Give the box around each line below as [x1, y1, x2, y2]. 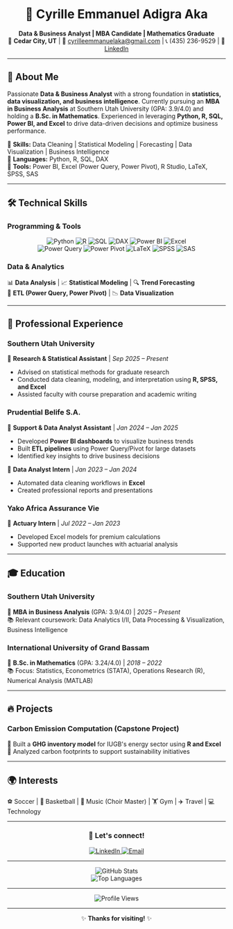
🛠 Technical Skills [7, 197, 88, 209]
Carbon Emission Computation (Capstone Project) [7, 724, 180, 734]
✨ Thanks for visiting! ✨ [80, 914, 153, 922]
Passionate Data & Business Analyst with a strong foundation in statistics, [7, 90, 222, 98]
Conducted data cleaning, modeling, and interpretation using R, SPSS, [17, 375, 218, 384]
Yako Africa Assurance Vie [7, 503, 100, 513]
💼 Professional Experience [7, 318, 123, 330]
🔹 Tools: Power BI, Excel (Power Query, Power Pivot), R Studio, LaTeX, [7, 162, 208, 170]
